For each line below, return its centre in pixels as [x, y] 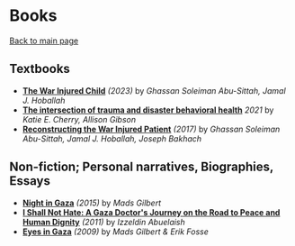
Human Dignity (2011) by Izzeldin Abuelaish [104, 222]
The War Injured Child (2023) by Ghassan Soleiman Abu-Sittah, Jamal [154, 90]
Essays [30, 181]
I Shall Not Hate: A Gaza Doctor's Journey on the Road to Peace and [151, 212]
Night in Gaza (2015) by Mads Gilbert [92, 203]
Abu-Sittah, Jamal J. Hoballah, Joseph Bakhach [112, 138]
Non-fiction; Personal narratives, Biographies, [142, 167]
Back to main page [44, 41]
